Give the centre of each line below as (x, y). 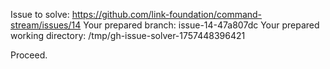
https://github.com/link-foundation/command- (167, 14)
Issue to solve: (40, 14)
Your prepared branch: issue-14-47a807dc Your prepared (201, 25)
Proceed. (29, 55)
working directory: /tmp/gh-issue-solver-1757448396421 (128, 35)
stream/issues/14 (46, 25)
